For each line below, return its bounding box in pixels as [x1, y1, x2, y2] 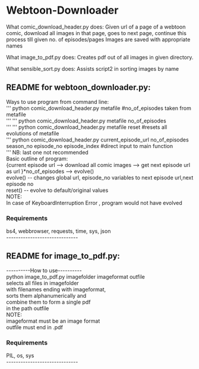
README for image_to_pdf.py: [6, 251, 121, 261]
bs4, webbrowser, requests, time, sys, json [6, 228, 111, 235]
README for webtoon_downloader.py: [6, 83, 151, 93]
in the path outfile [6, 304, 49, 312]
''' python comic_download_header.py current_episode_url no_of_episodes [6, 136, 189, 143]
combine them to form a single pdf [6, 298, 91, 305]
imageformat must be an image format [6, 317, 100, 324]
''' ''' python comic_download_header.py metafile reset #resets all [6, 123, 168, 131]
